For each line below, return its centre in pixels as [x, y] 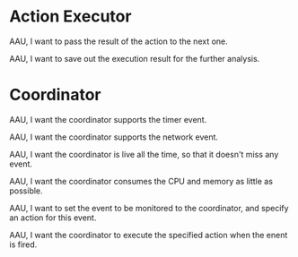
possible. [26, 191]
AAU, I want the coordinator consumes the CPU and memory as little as [141, 181]
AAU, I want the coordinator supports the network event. [114, 137]
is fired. [23, 244]
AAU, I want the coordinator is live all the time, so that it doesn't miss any [144, 154]
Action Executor [70, 17]
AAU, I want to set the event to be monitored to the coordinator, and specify [149, 208]
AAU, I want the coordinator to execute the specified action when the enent [149, 235]
